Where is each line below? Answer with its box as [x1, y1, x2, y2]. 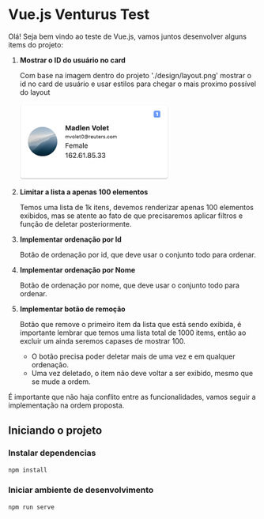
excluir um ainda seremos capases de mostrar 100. [19, 337, 186, 346]
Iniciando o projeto [8, 423, 103, 437]
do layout [19, 87, 51, 96]
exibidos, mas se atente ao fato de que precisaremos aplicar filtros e [19, 211, 243, 220]
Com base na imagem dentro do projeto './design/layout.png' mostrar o [19, 70, 251, 80]
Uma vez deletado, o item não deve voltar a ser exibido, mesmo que [31, 369, 254, 378]
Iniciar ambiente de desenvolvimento [8, 484, 154, 495]
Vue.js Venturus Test [8, 6, 150, 24]
